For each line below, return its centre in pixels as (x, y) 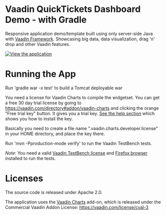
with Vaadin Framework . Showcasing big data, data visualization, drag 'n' (80, 39)
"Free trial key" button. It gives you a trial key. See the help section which (80, 113)
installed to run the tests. (31, 158)
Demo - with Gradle (46, 20)
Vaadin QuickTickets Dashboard (73, 9)
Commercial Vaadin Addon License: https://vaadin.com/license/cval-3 (77, 207)
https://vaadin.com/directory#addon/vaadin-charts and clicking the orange (82, 108)
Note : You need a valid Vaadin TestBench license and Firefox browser (76, 153)
